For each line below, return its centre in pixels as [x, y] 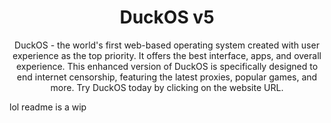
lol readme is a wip [48, 107]
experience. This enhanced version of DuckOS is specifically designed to [167, 66]
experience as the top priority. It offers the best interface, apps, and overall [167, 55]
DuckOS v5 [167, 17]
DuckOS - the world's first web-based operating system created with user [167, 45]
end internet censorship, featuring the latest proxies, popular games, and [167, 77]
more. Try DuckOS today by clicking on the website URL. [167, 87]
